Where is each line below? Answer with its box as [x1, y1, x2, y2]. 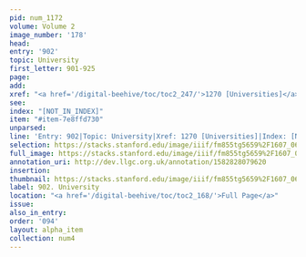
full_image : [9, 149, 55, 158]
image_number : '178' [9, 30, 88, 39]
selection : [9, 140, 51, 149]
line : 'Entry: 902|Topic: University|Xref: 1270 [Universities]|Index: [9, 132, 287, 141]
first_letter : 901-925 [9, 65, 96, 74]
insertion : [9, 166, 51, 175]
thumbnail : [9, 174, 51, 183]
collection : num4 [9, 233, 76, 242]
